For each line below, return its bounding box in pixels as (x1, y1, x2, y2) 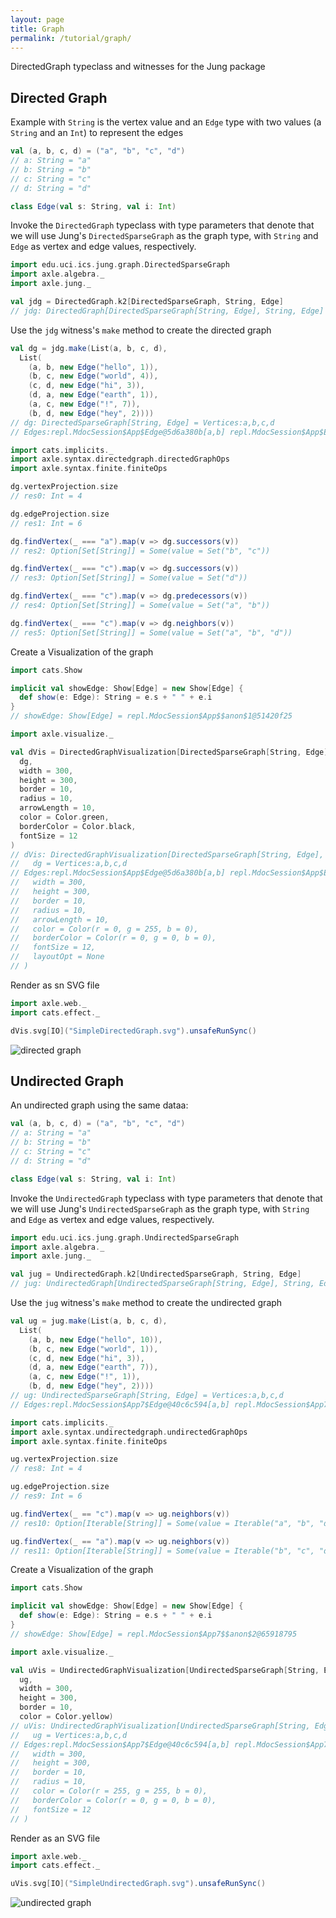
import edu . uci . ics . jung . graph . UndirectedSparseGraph (10, 1232, 240, 1243)
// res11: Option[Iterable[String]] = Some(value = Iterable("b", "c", (10, 1546, 315, 1556)
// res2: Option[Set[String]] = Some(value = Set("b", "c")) (10, 546, 271, 556)
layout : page (10, 14, 65, 25)
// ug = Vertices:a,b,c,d (10, 1730, 128, 1740)
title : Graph (10, 24, 65, 34)
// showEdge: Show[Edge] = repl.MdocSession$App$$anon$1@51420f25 (10, 711, 293, 721)
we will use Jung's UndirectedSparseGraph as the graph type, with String (10, 1202, 310, 1215)
